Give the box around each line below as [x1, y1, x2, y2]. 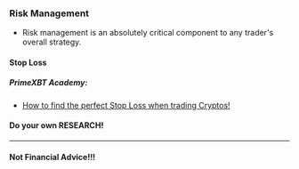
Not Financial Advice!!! [9, 151, 96, 162]
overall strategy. [21, 36, 82, 47]
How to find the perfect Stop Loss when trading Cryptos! [21, 100, 230, 110]
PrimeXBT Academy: [9, 77, 88, 88]
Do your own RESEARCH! [9, 120, 104, 131]
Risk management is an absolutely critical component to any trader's [21, 28, 274, 38]
